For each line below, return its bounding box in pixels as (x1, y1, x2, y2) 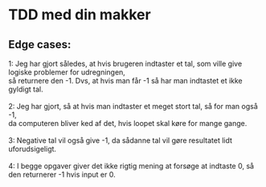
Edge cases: (8, 38, 72, 51)
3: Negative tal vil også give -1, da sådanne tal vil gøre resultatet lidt (8, 136, 233, 145)
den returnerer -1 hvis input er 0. (8, 170, 116, 179)
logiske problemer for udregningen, (8, 67, 126, 77)
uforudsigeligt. (8, 144, 57, 153)
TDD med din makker (8, 6, 151, 24)
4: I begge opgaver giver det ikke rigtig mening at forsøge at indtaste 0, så (8, 161, 255, 170)
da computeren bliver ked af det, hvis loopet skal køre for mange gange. (8, 119, 248, 128)
